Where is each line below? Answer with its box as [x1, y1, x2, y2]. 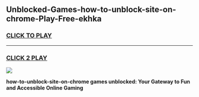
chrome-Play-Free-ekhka [6, 14, 102, 24]
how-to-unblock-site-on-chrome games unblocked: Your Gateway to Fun [6, 78, 191, 85]
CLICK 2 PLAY [6, 53, 47, 62]
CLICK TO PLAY [6, 32, 52, 40]
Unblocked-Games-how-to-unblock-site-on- [6, 5, 176, 15]
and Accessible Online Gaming [6, 84, 84, 91]
